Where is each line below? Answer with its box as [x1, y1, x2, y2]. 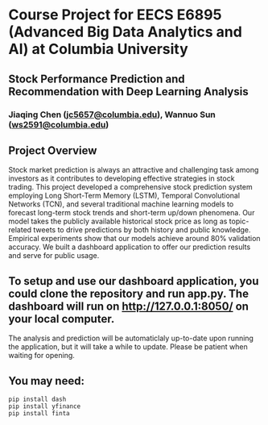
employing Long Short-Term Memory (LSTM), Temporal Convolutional [8, 191, 240, 201]
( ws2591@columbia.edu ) [8, 119, 109, 130]
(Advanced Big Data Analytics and [8, 23, 243, 41]
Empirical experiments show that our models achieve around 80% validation [8, 234, 261, 244]
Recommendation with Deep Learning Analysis [8, 85, 249, 98]
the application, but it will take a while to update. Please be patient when [8, 342, 248, 352]
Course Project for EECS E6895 [8, 6, 222, 24]
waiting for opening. [8, 351, 75, 360]
